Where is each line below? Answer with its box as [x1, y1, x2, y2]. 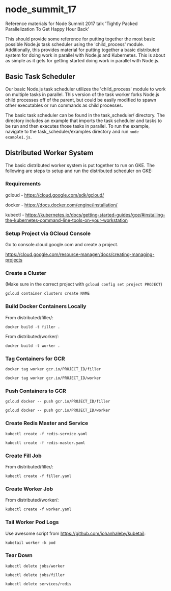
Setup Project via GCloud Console [5, 230, 91, 237]
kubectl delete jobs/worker [5, 563, 65, 569]
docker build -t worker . [5, 343, 60, 348]
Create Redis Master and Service [5, 420, 89, 427]
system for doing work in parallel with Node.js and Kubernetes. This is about [5, 52, 165, 58]
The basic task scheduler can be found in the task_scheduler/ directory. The [5, 112, 165, 118]
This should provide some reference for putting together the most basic [5, 36, 156, 42]
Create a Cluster [5, 270, 47, 277]
